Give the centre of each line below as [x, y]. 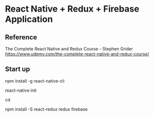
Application [29, 19]
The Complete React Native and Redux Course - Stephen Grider [69, 49]
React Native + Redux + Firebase [72, 9]
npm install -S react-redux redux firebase [46, 109]
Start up [17, 69]
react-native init [21, 90]
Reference [21, 37]
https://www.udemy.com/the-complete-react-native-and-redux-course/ [77, 54]
